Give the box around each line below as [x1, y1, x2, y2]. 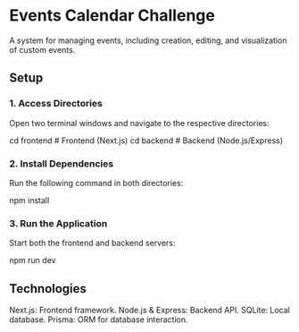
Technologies [9, 281, 87, 296]
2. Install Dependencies [9, 157, 114, 170]
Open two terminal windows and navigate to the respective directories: [9, 117, 270, 128]
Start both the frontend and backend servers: [9, 238, 176, 249]
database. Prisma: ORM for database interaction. [9, 314, 189, 325]
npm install [9, 194, 50, 206]
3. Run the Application [9, 217, 108, 229]
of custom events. [9, 44, 76, 55]
